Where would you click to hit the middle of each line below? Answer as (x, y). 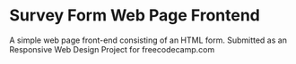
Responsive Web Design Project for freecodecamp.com (112, 49)
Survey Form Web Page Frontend (135, 16)
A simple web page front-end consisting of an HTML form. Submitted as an (148, 40)
